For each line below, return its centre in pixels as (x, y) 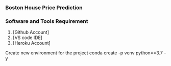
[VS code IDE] (27, 38)
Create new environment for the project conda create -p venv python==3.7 (84, 53)
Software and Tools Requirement (47, 21)
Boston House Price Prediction (44, 8)
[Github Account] (31, 32)
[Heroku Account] (32, 43)
